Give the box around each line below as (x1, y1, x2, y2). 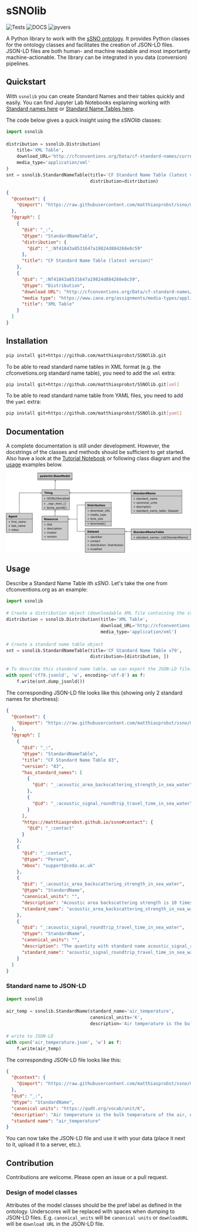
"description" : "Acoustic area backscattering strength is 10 (21, 900, 177, 906)
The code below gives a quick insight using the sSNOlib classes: (6, 116, 162, 123)
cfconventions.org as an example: (6, 586, 88, 593)
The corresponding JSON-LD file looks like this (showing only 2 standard (6, 689, 183, 696)
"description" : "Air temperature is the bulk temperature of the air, (11, 1111, 188, 1118)
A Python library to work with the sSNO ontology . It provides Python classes (6, 35, 190, 42)
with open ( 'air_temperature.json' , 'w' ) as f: (6, 1039, 122, 1045)
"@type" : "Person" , (21, 856, 69, 862)
